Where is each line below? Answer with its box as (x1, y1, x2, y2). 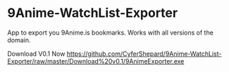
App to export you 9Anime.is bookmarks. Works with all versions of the (7, 28, 213, 37)
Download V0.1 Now (7, 49, 66, 58)
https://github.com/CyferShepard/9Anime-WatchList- (66, 49, 222, 58)
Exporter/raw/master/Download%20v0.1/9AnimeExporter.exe (7, 56, 185, 65)
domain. (7, 35, 31, 44)
